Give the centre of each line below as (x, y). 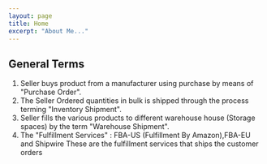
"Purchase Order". (51, 92)
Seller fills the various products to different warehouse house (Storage (138, 118)
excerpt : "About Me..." (49, 31)
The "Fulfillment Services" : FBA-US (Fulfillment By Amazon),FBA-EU (136, 136)
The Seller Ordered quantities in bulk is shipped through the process (134, 101)
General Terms (47, 64)
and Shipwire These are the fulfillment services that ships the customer (139, 144)
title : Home (28, 24)
